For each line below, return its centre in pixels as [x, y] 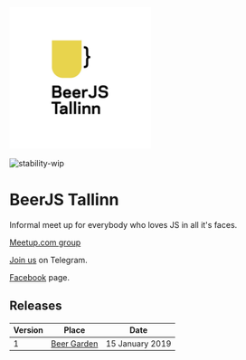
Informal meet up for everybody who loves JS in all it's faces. [123, 224]
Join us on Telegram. [48, 260]
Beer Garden [75, 343]
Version [28, 330]
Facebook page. [40, 277]
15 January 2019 [138, 343]
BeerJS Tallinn [64, 200]
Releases [36, 306]
